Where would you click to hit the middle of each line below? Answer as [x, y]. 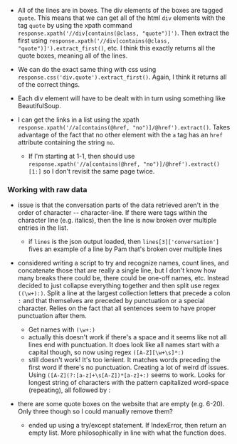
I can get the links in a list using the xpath [78, 120]
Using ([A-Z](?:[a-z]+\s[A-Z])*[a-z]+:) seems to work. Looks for [127, 375]
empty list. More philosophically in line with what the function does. [127, 433]
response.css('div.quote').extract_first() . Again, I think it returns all [122, 77]
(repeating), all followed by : [69, 390]
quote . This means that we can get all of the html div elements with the [121, 18]
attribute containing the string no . [66, 142]
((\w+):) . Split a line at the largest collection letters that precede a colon [124, 293]
